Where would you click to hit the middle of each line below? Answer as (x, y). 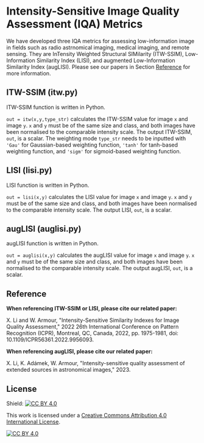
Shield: (15, 403)
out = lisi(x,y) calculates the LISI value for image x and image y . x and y (99, 197)
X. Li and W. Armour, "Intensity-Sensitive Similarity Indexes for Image (93, 320)
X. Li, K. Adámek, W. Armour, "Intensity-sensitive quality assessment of (96, 363)
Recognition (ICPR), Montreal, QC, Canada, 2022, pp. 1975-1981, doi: (92, 333)
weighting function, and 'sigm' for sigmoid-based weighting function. (94, 151)
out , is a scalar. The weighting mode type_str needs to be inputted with (96, 138)
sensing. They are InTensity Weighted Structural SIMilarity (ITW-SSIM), (95, 54)
